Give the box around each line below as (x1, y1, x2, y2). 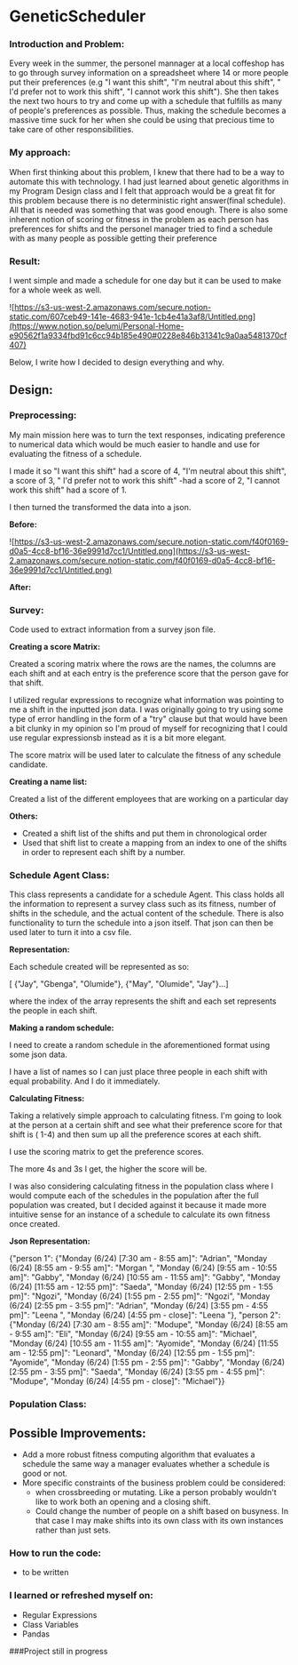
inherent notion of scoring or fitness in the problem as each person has (9, 213, 270, 224)
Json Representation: (9, 1236, 90, 1246)
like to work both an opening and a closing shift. (35, 1496, 211, 1508)
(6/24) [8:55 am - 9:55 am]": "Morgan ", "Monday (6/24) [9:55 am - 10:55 (9, 1262, 278, 1273)
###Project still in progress (9, 1645, 108, 1656)
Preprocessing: (9, 409, 77, 421)
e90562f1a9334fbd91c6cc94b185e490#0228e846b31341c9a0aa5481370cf (9, 331, 287, 341)
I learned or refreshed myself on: (9, 1589, 153, 1602)
